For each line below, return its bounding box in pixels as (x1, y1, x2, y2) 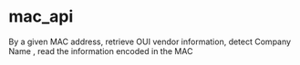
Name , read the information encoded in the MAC (8, 45, 193, 56)
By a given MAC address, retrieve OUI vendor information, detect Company (8, 36, 292, 47)
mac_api (8, 6, 74, 27)
